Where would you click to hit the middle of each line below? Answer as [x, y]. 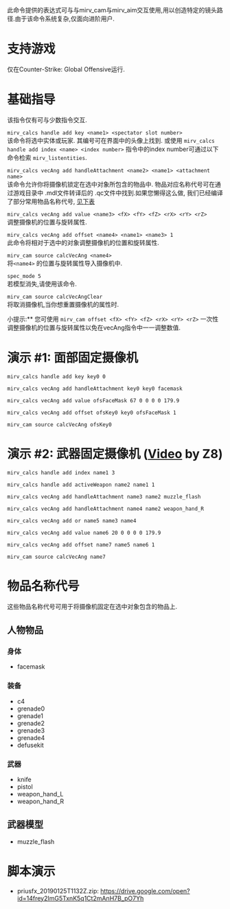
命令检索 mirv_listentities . [47, 157]
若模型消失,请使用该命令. [42, 284]
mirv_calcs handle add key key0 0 [57, 376]
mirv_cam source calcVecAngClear [55, 297]
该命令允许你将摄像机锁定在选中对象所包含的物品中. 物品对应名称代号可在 [111, 184]
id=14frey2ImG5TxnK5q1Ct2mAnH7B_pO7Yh [80, 898]
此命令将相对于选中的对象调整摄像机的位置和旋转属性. [83, 242]
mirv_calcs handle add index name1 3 [61, 472]
